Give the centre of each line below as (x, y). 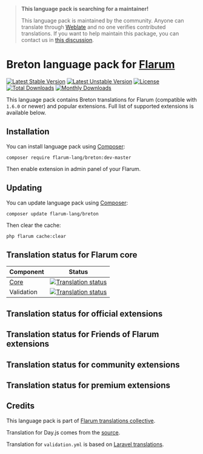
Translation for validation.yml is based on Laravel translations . (85, 444)
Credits (21, 406)
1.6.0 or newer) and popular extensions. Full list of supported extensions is (100, 106)
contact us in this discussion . (57, 40)
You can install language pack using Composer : (66, 146)
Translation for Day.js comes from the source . (63, 432)
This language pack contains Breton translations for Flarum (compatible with (101, 99)
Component (27, 272)
